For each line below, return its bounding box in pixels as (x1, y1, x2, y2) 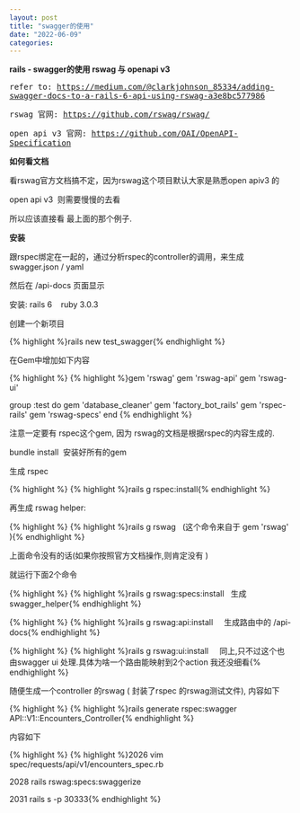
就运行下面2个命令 (9, 570, 78, 580)
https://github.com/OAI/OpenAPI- (91, 128, 239, 139)
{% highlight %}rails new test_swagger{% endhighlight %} (9, 336, 226, 347)
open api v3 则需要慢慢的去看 (9, 194, 121, 205)
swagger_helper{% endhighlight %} (9, 598, 142, 609)
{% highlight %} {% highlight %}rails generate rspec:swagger (9, 703, 237, 714)
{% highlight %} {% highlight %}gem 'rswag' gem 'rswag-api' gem (9, 373, 257, 384)
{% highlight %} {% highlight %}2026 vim (9, 749, 164, 760)
